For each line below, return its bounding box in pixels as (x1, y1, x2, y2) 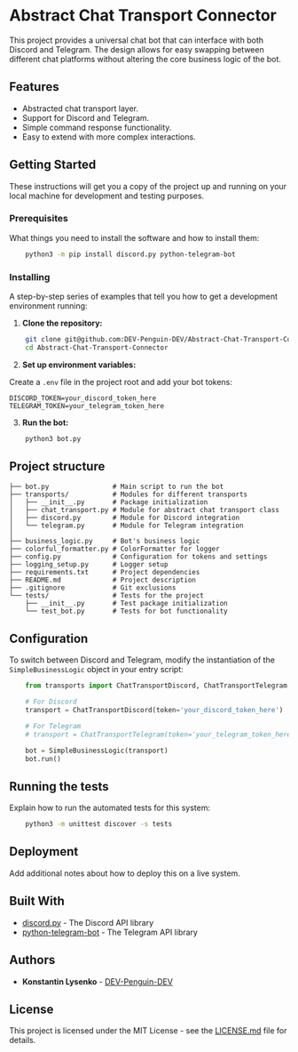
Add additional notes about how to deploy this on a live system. (9, 868, 241, 879)
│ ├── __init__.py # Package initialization (9, 498, 208, 507)
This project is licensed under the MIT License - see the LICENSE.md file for (9, 1025, 287, 1036)
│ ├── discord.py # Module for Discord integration (9, 513, 240, 523)
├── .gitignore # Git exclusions (9, 583, 176, 592)
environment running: (9, 301, 88, 311)
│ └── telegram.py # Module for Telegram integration (9, 521, 244, 530)
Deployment (9, 844, 79, 859)
